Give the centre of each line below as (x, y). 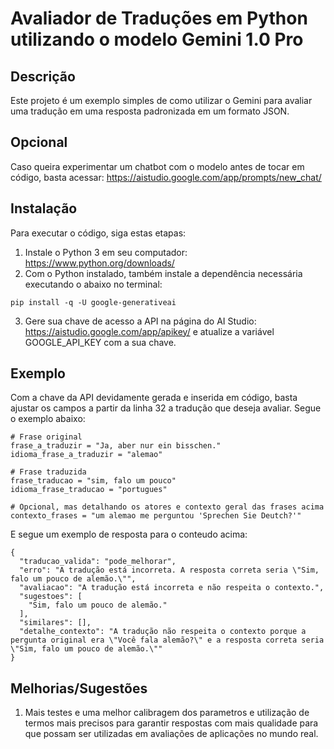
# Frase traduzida (48, 472)
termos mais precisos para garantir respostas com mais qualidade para (171, 723)
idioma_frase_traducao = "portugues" (89, 490)
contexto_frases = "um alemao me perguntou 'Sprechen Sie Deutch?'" (156, 516)
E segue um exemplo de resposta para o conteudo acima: (129, 534)
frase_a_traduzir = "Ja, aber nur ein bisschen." (116, 446)
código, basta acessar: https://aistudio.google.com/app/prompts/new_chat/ (166, 177)
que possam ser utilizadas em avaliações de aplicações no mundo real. (171, 734)
